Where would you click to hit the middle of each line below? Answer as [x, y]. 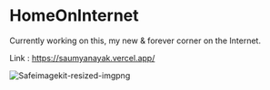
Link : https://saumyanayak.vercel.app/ [82, 58]
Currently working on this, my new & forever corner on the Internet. [135, 40]
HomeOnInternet [74, 16]
